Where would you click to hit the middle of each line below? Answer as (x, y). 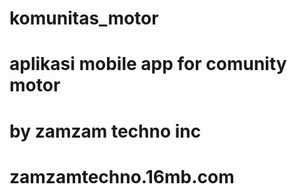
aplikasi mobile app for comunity (148, 64)
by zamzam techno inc (105, 131)
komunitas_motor (84, 18)
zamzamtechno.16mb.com (122, 176)
